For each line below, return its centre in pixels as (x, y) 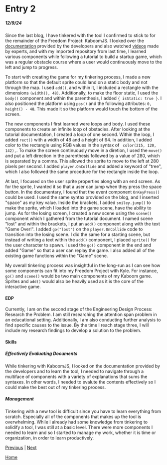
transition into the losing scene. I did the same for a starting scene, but (78, 234)
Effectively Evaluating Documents (41, 353)
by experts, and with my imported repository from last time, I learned (76, 51)
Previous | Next (21, 447)
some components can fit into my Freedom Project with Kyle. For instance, (82, 271)
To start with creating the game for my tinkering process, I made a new (78, 77)
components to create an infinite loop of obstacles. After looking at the (78, 129)
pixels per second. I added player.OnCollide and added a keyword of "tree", (83, 166)
